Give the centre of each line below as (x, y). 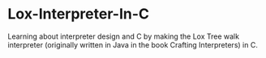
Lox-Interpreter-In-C (79, 14)
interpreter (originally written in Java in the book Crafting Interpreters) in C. (133, 44)
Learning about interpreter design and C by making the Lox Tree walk (124, 36)
